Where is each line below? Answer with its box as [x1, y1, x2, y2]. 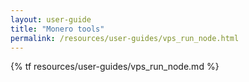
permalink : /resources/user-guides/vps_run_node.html [10, 33, 240, 43]
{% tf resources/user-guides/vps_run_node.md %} [10, 61, 220, 73]
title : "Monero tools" [10, 24, 105, 34]
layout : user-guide [10, 14, 92, 25]
